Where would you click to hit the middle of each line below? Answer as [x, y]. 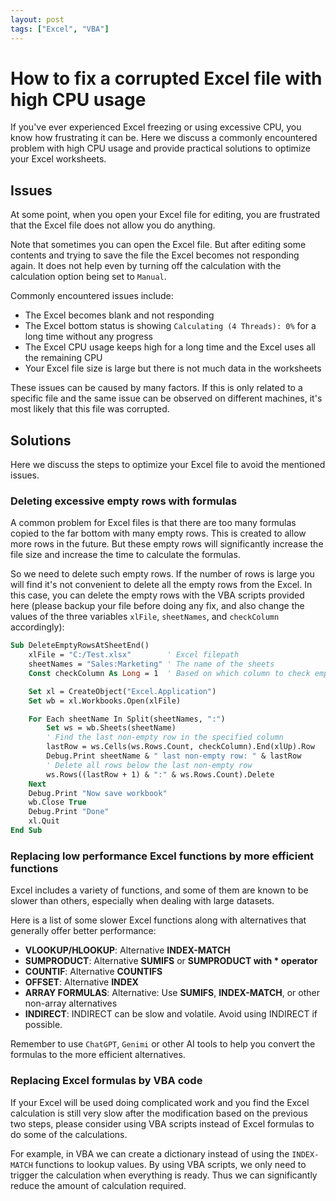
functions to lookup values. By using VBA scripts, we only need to [170, 1164]
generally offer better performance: [83, 931]
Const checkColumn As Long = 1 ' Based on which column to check [169, 673]
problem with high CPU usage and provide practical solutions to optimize [160, 148]
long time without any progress [88, 337]
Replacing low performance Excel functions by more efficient [162, 856]
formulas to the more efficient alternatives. [98, 1055]
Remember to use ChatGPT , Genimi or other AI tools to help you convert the [163, 1044]
